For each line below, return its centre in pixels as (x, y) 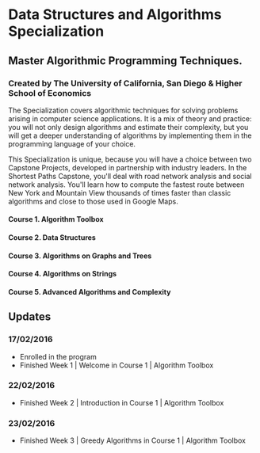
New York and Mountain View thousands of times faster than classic (120, 192)
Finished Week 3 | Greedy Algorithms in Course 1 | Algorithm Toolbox (132, 440)
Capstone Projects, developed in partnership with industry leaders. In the (128, 167)
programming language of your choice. (72, 143)
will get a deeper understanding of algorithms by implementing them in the (130, 135)
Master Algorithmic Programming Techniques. (126, 61)
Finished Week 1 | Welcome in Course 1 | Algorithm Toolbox (117, 365)
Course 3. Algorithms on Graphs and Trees (80, 256)
